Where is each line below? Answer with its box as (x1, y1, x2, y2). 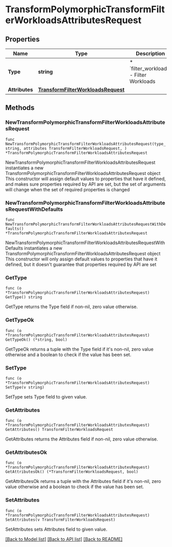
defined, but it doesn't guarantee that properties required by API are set (5, 261, 157, 267)
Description (136, 50, 165, 57)
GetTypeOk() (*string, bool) (5, 337, 68, 342)
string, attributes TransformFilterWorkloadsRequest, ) (5, 146, 127, 151)
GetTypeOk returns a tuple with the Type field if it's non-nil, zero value (5, 346, 154, 352)
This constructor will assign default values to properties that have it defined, (5, 176, 166, 182)
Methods (5, 103, 35, 112)
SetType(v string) (5, 385, 45, 390)
